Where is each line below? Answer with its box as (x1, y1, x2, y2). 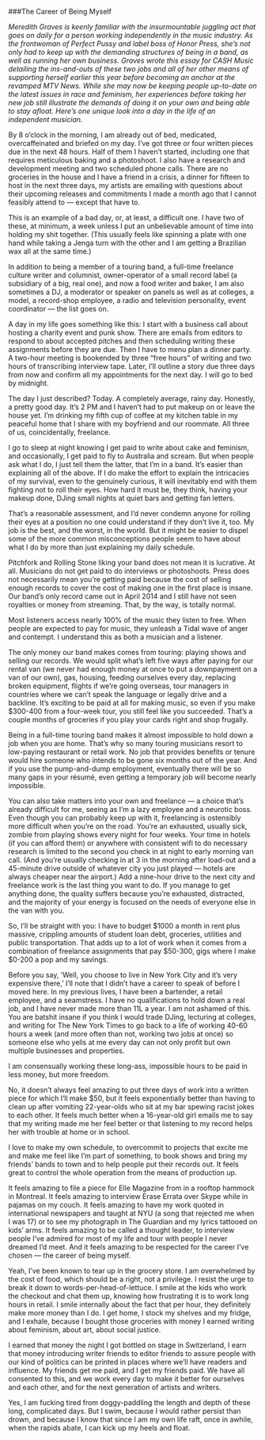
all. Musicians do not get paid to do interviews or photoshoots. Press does (8, 566, 250, 576)
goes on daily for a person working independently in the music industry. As (8, 31, 253, 40)
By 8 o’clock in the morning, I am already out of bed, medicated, (8, 130, 218, 140)
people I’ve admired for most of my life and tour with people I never (8, 1234, 228, 1243)
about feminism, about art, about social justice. (8, 1325, 161, 1335)
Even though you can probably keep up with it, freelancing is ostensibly (8, 813, 241, 822)
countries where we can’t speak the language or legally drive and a (8, 690, 227, 699)
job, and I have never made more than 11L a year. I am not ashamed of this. (8, 1004, 252, 1013)
